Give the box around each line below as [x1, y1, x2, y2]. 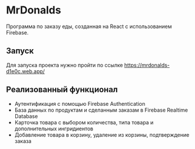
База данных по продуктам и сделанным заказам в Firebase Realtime [14, 106, 189, 113]
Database [14, 112, 38, 120]
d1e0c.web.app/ [6, 68, 45, 75]
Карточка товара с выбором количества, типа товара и [14, 119, 154, 126]
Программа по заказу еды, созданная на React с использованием [6, 23, 172, 30]
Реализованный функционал [6, 85, 118, 95]
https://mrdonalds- [124, 61, 170, 68]
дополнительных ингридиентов [14, 125, 94, 132]
